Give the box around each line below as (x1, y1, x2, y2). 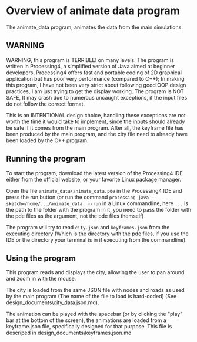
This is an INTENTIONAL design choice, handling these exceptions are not (6, 111, 186, 119)
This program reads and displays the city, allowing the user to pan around (6, 269, 185, 276)
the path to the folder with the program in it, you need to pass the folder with (6, 206, 192, 213)
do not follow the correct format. (6, 100, 85, 107)
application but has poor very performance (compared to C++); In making (6, 75, 185, 82)
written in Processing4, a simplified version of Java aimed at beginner (6, 63, 175, 70)
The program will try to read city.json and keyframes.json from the (6, 223, 170, 231)
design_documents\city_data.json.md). (6, 299, 99, 306)
